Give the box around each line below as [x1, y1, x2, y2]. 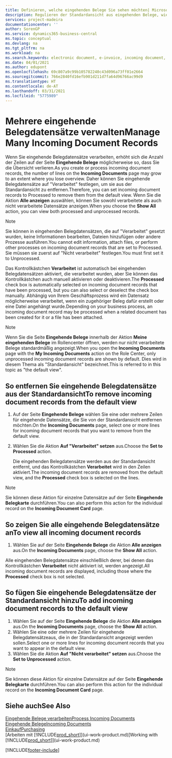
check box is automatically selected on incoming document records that [5, 282, 158, 288]
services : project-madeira [5, 17, 63, 22]
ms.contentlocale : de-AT [5, 83, 58, 89]
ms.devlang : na [5, 41, 38, 46]
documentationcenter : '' [5, 22, 58, 27]
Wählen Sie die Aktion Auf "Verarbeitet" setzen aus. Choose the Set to [12, 443, 163, 449]
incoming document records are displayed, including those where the [5, 568, 152, 574]
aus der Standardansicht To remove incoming [5, 390, 152, 398]
